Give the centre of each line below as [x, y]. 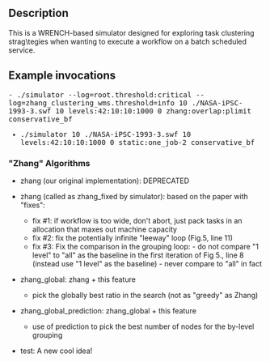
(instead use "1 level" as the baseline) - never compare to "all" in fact [147, 263]
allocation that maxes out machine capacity [105, 229]
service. [22, 50]
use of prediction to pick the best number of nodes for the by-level [143, 326]
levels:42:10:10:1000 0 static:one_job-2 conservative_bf [137, 142]
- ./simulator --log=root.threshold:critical [100, 95]
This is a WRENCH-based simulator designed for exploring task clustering [131, 32]
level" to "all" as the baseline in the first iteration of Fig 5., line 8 [138, 255]
